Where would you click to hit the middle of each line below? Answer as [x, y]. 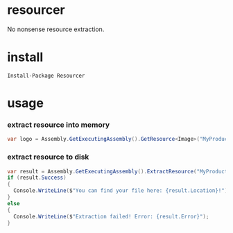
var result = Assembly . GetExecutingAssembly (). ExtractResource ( [102, 171]
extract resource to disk [48, 157]
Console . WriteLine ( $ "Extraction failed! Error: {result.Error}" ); [111, 216]
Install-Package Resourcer [46, 76]
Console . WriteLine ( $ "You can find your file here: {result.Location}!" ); [122, 191]
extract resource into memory [59, 125]
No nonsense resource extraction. [56, 29]
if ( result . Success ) [37, 178]
